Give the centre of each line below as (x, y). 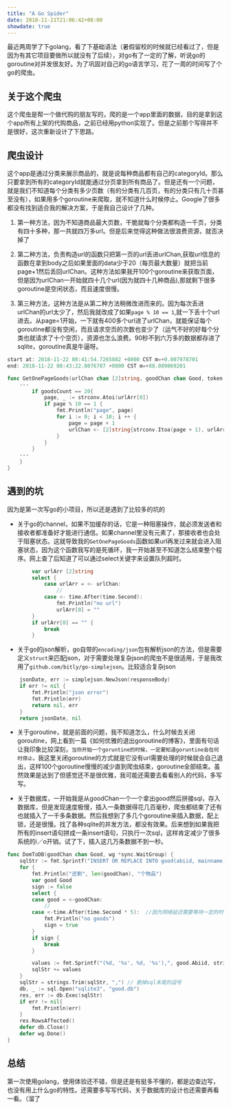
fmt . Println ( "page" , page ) (95, 411)
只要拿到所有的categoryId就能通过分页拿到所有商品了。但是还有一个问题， (113, 182)
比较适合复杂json (152, 667)
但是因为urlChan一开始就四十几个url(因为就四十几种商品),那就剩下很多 (116, 280)
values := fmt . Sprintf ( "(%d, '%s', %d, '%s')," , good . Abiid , (121, 963)
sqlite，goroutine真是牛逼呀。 (59, 346)
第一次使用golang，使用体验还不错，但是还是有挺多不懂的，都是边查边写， (113, 1081)
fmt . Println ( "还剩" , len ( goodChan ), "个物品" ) (97, 874)
